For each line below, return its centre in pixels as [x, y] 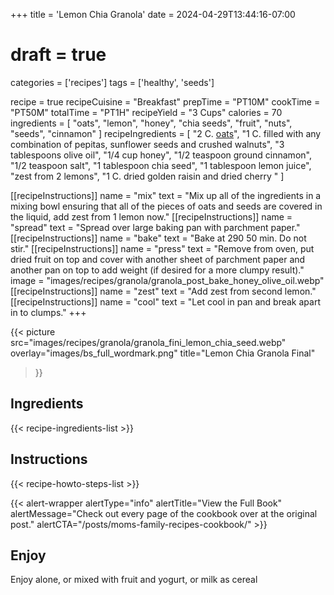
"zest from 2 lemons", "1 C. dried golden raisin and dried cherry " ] [147, 176]
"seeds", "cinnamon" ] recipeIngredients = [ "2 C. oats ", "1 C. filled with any [166, 133]
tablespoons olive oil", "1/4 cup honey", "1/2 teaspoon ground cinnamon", [161, 155]
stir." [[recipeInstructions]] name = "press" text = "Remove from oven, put [162, 248]
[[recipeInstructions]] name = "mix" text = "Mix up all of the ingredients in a [166, 195]
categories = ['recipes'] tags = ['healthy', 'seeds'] [112, 82]
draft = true [58, 55]
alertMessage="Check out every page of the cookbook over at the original [164, 513]
